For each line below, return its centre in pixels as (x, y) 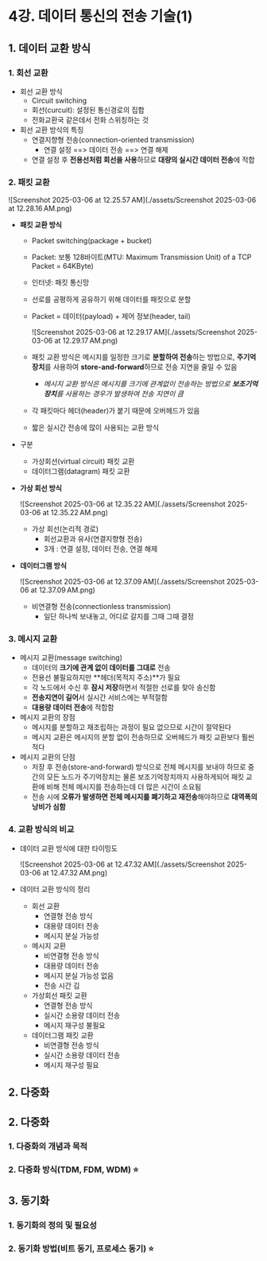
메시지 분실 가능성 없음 (79, 976)
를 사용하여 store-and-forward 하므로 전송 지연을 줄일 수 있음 (141, 367)
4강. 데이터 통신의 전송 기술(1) (101, 16)
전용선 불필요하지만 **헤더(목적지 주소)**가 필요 (106, 677)
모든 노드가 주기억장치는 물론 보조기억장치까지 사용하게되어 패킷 (145, 777)
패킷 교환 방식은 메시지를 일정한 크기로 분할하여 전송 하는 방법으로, (133, 357)
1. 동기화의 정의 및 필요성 (53, 1225)
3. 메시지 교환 (33, 639)
